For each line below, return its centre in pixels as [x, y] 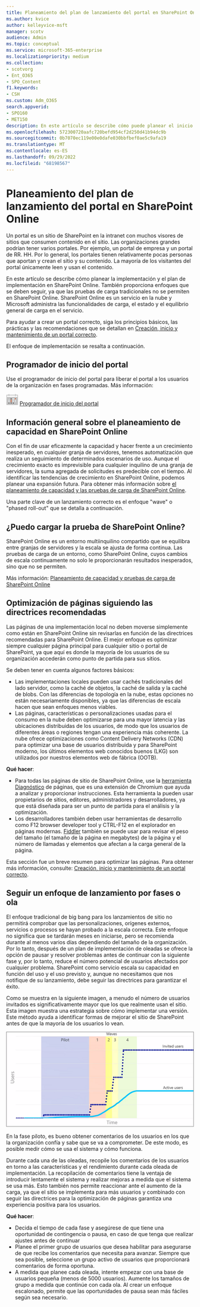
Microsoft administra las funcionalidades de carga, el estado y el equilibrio [97, 304]
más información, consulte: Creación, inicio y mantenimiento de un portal [96, 868]
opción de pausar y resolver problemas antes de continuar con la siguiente [98, 955]
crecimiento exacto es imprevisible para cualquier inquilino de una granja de [100, 465]
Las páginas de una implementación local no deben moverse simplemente [97, 627]
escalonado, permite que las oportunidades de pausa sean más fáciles [101, 1291]
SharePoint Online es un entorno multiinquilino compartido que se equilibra [98, 541]
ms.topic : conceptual [33, 44]
